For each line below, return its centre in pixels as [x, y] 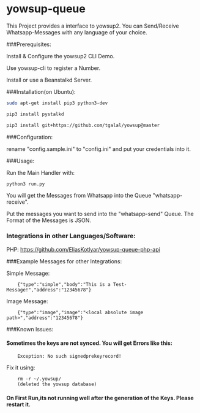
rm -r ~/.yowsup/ [39, 379]
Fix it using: [21, 368]
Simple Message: [28, 273]
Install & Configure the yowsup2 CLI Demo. [61, 56]
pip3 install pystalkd [35, 114]
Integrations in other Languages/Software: [71, 236]
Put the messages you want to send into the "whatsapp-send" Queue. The [100, 214]
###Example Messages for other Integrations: [64, 261]
